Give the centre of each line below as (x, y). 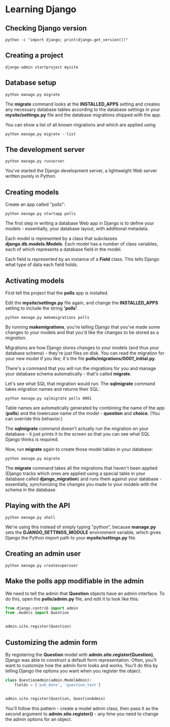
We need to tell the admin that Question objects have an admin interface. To (85, 593)
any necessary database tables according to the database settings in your (83, 109)
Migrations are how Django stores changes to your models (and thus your (82, 348)
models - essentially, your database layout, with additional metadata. (77, 229)
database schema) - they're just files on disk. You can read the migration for (85, 353)
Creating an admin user (43, 554)
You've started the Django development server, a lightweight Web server (81, 171)
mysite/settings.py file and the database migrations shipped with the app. (83, 115)
